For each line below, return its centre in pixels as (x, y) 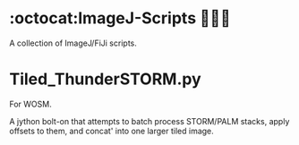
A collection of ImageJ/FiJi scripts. (73, 43)
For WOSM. (30, 104)
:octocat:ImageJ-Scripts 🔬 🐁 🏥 (120, 18)
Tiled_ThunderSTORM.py (105, 79)
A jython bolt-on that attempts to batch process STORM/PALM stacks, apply (149, 121)
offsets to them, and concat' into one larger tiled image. (112, 131)
